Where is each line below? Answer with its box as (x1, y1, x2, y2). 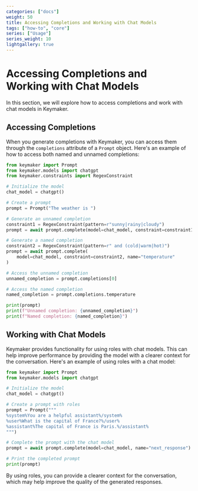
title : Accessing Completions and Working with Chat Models (6, 19, 157, 25)
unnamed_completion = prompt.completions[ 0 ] (6, 276, 117, 281)
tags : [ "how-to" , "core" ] (6, 25, 70, 31)
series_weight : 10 (6, 36, 51, 42)
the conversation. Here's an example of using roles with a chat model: (6, 358, 176, 365)
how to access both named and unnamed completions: (6, 150, 140, 158)
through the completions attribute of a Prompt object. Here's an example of (6, 144, 186, 151)
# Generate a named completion (6, 237, 83, 244)
